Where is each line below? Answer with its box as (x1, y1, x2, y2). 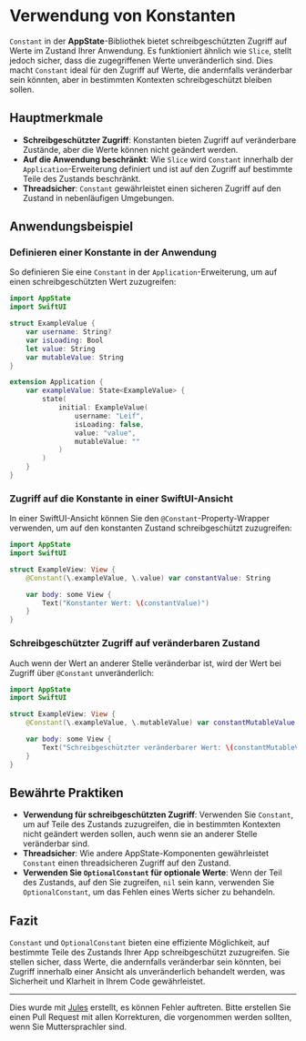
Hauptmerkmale (9, 110, 104, 126)
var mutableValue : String (25, 352, 125, 362)
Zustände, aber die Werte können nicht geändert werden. (22, 144, 239, 155)
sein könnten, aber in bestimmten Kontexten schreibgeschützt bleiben (9, 74, 272, 85)
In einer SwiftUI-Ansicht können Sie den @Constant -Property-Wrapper (9, 513, 270, 524)
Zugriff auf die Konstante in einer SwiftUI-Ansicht (9, 492, 234, 505)
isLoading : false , (74, 419, 145, 429)
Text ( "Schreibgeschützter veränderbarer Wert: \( (42, 743, 234, 752)
